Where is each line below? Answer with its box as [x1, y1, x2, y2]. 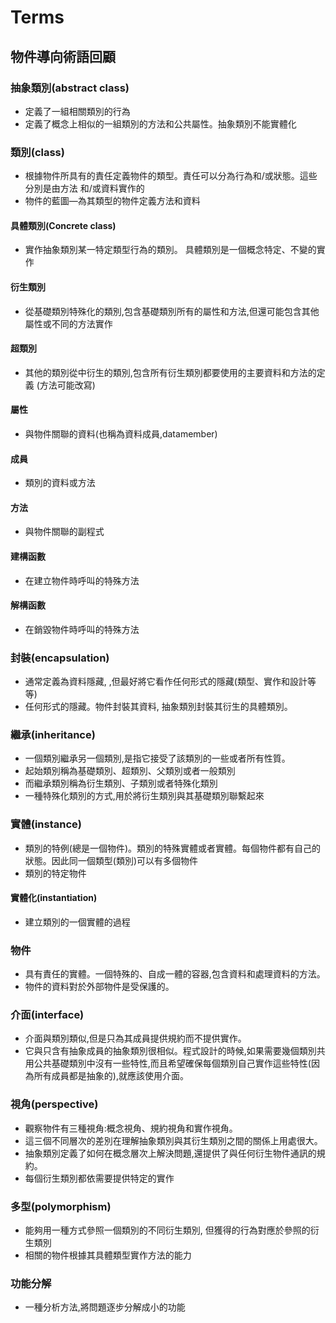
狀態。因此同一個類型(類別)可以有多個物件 [24, 854, 199, 866]
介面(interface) [10, 1008, 85, 1022]
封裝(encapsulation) [10, 651, 110, 665]
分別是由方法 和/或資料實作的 [24, 182, 145, 195]
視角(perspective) [10, 1097, 99, 1111]
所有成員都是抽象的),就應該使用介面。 [33, 1070, 189, 1082]
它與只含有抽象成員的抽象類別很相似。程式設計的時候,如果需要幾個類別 [24, 1045, 317, 1057]
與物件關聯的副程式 [24, 526, 105, 538]
